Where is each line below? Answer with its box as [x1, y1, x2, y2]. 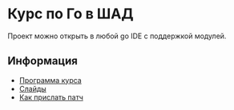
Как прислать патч [18, 92, 83, 102]
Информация [7, 54, 78, 68]
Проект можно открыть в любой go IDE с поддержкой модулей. [7, 31, 227, 41]
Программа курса [18, 75, 82, 84]
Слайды [18, 84, 47, 93]
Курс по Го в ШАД [7, 5, 134, 23]
